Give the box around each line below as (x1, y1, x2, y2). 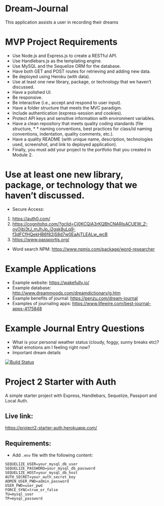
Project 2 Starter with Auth (5, 376, 116, 387)
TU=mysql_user (5, 492, 34, 497)
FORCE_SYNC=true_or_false (5, 487, 58, 493)
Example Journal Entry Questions (5, 323, 145, 334)
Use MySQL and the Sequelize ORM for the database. (12, 63, 121, 69)
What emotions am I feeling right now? (12, 344, 90, 350)
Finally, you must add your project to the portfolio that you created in (12, 146, 151, 152)
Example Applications (5, 263, 97, 274)
